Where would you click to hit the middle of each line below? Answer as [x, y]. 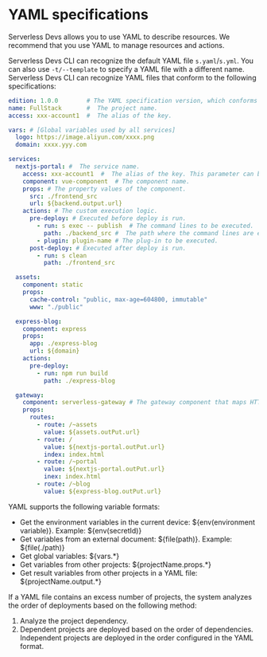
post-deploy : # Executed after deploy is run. [108, 248]
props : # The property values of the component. [104, 189]
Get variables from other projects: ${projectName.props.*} [116, 565]
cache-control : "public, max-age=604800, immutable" [118, 299]
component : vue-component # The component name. [106, 181]
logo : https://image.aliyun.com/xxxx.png [85, 137]
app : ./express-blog [63, 344]
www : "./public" [56, 307]
